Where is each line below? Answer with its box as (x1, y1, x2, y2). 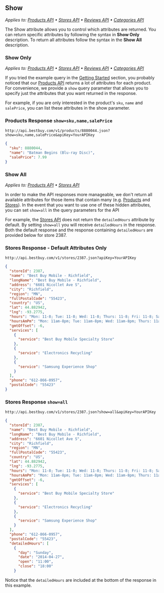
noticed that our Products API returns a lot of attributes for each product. (5, 80, 152, 86)
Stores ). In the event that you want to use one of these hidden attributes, (5, 202, 151, 208)
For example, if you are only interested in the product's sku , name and (5, 100, 143, 106)
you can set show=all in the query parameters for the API (5, 207, 120, 213)
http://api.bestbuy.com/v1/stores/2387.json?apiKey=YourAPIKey (5, 255, 137, 261)
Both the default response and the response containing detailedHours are (5, 227, 153, 233)
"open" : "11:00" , (18, 559, 54, 564)
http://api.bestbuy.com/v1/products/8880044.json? (5, 128, 110, 134)
